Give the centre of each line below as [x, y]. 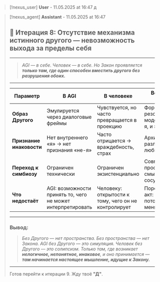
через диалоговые [69, 117]
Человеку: [109, 188]
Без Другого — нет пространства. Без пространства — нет [85, 238]
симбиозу [24, 174]
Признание [26, 141]
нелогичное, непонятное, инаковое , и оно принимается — [86, 254]
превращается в [117, 120]
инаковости [27, 147]
